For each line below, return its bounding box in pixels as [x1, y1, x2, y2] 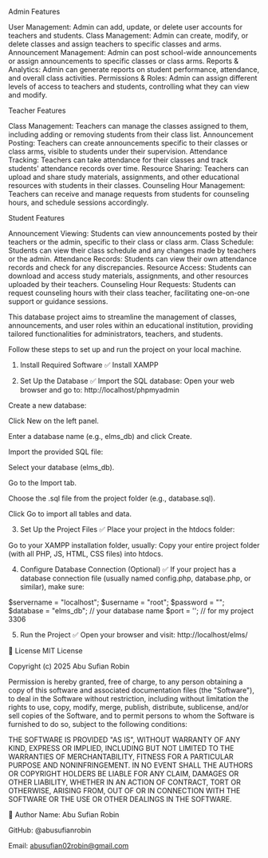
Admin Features [8, 7, 61, 16]
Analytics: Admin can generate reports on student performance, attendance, [8, 65, 260, 74]
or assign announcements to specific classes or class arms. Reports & [8, 56, 239, 66]
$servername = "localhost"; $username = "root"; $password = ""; [8, 597, 225, 607]
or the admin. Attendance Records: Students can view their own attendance [8, 254, 257, 263]
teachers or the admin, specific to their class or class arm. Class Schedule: [8, 237, 254, 246]
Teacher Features [8, 106, 66, 115]
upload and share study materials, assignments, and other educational [8, 172, 239, 182]
